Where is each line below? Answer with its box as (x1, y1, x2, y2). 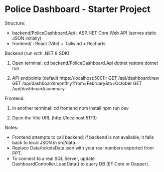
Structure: (5, 20, 26, 26)
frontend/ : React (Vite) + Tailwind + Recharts (12, 40, 106, 46)
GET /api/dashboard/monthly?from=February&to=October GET (12, 80, 142, 86)
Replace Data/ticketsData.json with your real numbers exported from (12, 144, 154, 151)
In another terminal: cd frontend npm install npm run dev (12, 105, 129, 111)
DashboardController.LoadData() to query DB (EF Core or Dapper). (12, 160, 149, 166)
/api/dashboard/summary (12, 85, 65, 91)
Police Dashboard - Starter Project (5, 4, 151, 15)
